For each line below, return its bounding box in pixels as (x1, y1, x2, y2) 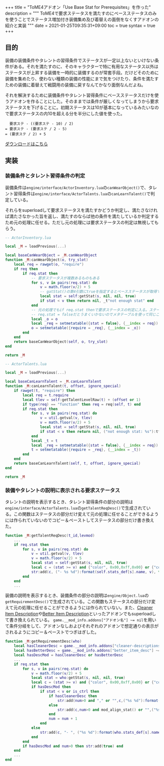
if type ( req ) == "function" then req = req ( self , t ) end (22, 402, 141, 407)
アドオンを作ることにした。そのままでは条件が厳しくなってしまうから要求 (9, 98, 159, 104)
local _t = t (31, 438, 58, 443)
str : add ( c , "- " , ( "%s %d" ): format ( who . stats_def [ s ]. (40, 730, 152, 735)
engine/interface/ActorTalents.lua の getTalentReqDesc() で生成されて (5, 505, 146, 511)
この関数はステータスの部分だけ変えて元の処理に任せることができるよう (13, 511, 159, 517)
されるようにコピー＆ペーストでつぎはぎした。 (5, 629, 99, 635)
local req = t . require (22, 393, 69, 398)
